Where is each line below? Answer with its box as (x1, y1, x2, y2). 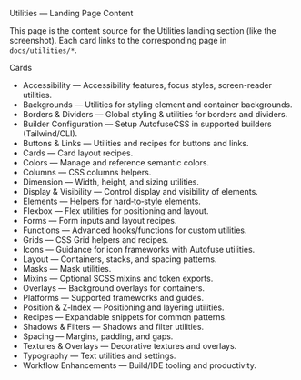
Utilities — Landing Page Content (9, 8, 134, 18)
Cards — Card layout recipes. (22, 147, 134, 158)
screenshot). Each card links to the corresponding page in (9, 35, 227, 45)
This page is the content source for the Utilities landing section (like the (9, 25, 276, 35)
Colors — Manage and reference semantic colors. (22, 157, 210, 167)
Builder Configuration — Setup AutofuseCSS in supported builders (22, 118, 272, 129)
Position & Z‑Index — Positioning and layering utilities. (22, 302, 225, 313)
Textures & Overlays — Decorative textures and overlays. (22, 341, 237, 351)
